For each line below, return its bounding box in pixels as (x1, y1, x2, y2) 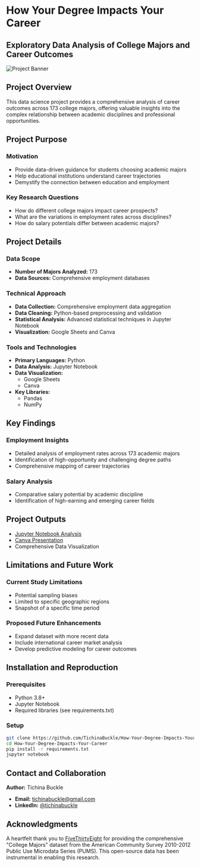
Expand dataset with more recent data (14, 632, 109, 639)
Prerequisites (6, 680, 46, 689)
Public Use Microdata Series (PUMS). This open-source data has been (6, 847, 179, 854)
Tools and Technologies (6, 343, 77, 352)
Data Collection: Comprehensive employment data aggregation (14, 303, 171, 310)
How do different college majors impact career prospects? (14, 207, 158, 214)
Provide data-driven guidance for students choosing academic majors (14, 166, 187, 173)
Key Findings (6, 418, 56, 428)
